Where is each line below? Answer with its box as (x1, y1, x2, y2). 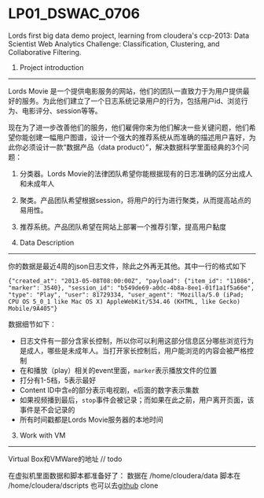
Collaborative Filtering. (8, 47, 82, 57)
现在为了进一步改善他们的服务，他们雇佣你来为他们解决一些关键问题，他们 (8, 123, 249, 132)
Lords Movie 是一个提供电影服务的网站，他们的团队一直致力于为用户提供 (8, 86, 244, 95)
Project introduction (19, 62, 84, 72)
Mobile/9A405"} (8, 304, 58, 312)
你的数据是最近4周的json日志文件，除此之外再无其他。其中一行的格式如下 (8, 261, 247, 271)
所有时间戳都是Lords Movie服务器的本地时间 (19, 415, 163, 424)
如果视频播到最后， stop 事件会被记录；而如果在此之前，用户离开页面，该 (19, 395, 255, 404)
